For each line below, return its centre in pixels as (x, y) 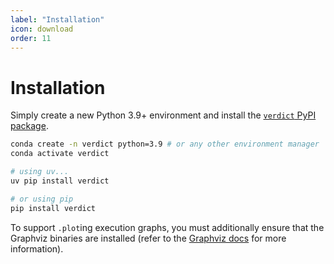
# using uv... (40, 172)
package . (29, 126)
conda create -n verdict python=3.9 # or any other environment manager (165, 144)
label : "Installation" (57, 19)
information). (37, 248)
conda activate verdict (60, 154)
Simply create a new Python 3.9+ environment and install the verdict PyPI (163, 115)
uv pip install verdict (60, 181)
